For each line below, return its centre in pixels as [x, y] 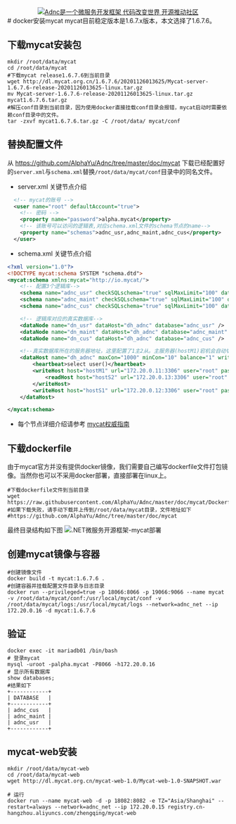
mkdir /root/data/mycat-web [48, 768]
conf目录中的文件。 [37, 115]
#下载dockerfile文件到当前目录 [48, 490]
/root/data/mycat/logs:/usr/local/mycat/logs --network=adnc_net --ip [113, 604]
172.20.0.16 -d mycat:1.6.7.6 [52, 611]
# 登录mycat [24, 658]
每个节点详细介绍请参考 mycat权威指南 [73, 424]
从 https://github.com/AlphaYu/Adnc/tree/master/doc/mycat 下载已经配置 [113, 163]
